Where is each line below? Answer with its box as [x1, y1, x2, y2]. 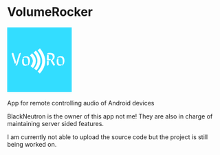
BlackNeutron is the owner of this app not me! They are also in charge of [7, 112, 213, 121]
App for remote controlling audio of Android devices [7, 99, 155, 107]
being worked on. [7, 140, 57, 148]
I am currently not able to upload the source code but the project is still [7, 132, 208, 141]
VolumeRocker [7, 4, 93, 20]
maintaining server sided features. [7, 119, 104, 127]
